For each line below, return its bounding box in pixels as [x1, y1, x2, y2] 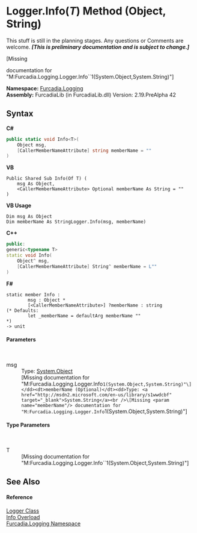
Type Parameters [6, 422, 50, 429]
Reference [6, 493, 33, 500]
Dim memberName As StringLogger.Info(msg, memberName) [6, 219, 147, 225]
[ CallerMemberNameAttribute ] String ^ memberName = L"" [17, 263, 157, 269]
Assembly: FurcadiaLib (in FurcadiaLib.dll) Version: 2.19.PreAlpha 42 [6, 91, 176, 98]
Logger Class [6, 507, 40, 514]
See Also [6, 477, 40, 487]
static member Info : [6, 291, 61, 298]
